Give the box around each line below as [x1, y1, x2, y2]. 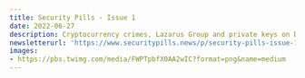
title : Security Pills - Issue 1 [9, 13, 136, 22]
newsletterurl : [9, 38, 67, 48]
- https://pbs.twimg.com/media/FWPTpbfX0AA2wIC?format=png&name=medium [9, 55, 286, 64]
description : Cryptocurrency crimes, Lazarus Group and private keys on [9, 30, 290, 39]
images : [9, 47, 39, 56]
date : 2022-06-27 [9, 22, 75, 30]
